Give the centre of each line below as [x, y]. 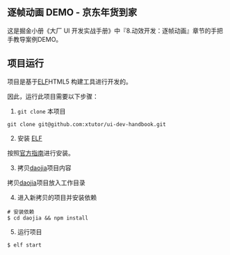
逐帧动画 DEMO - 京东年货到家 [72, 13]
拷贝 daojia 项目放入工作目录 [46, 183]
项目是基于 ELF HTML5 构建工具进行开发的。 [69, 82]
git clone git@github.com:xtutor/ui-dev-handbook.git [87, 124]
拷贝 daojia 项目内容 [44, 168]
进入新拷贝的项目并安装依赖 [57, 197]
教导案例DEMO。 [38, 39]
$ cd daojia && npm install [48, 218]
